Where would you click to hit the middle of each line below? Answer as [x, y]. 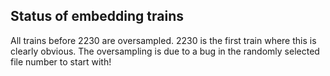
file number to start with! [61, 61]
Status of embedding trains [97, 16]
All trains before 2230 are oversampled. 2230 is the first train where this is [163, 40]
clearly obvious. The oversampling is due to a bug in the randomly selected [165, 51]
